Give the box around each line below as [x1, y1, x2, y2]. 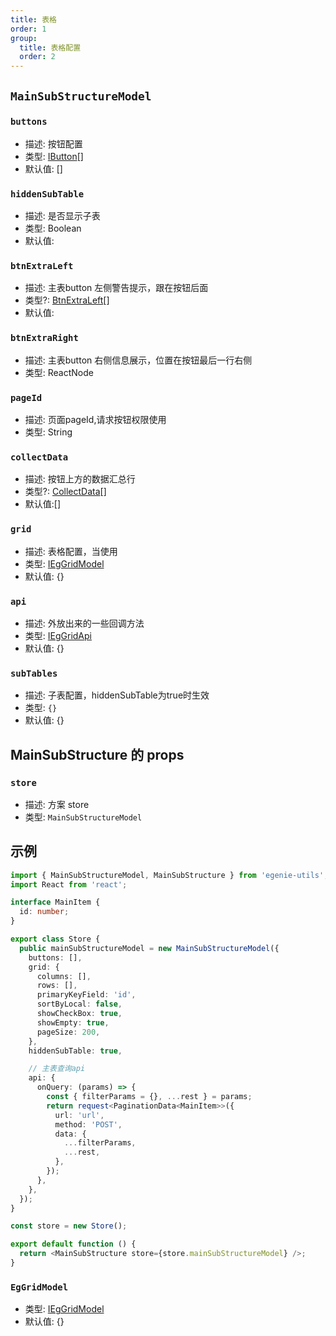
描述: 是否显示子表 [24, 210, 101, 222]
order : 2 [19, 52, 56, 62]
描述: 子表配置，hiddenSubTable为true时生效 [24, 689, 210, 701]
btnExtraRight [10, 332, 79, 344]
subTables [10, 667, 58, 679]
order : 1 [10, 24, 47, 34]
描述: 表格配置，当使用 [24, 545, 118, 557]
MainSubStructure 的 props [10, 746, 185, 763]
